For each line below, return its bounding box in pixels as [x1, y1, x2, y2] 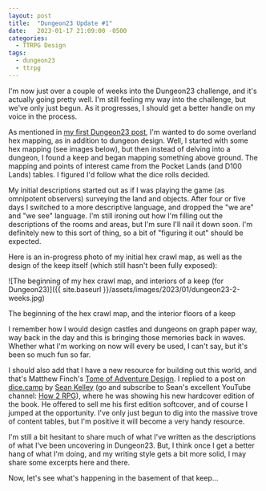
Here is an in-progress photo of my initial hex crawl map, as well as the [8, 252, 243, 262]
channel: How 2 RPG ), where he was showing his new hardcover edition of [8, 391, 255, 400]
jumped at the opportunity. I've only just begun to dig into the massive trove [8, 408, 258, 417]
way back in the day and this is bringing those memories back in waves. [8, 332, 246, 342]
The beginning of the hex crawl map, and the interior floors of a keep [8, 308, 236, 318]
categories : [8, 34, 48, 43]
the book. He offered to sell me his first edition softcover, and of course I [8, 399, 248, 409]
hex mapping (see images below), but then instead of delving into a [8, 144, 231, 153]
